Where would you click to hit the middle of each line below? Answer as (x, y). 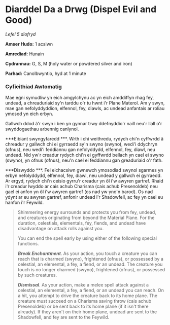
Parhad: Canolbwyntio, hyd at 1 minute (46, 73)
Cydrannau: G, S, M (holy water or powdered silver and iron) (69, 63)
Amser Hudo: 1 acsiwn (29, 44)
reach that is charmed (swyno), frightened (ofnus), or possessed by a (90, 259)
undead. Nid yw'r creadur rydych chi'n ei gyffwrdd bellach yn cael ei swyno (84, 155)
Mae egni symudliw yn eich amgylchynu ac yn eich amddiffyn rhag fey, (80, 98)
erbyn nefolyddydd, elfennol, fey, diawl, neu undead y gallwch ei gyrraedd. (83, 175)
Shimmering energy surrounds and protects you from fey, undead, (87, 212)
